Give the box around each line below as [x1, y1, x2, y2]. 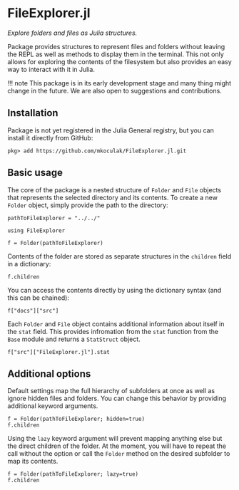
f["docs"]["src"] [7, 307, 59, 314]
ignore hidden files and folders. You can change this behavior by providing [7, 394, 227, 403]
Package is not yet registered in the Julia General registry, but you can [7, 126, 214, 135]
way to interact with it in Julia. [7, 65, 95, 73]
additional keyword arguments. [7, 402, 98, 410]
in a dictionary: [7, 259, 51, 268]
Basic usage [7, 167, 63, 179]
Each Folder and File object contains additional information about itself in [7, 319, 225, 328]
